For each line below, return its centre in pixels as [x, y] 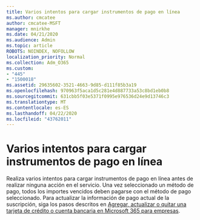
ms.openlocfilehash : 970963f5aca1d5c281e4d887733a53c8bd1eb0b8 [88, 91]
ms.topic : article [29, 46]
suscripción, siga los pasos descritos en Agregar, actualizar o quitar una [96, 204]
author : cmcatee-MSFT [34, 23]
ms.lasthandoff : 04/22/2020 [42, 113]
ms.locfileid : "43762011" [39, 119]
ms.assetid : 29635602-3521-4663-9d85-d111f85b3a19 [72, 85]
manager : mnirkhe [28, 29]
